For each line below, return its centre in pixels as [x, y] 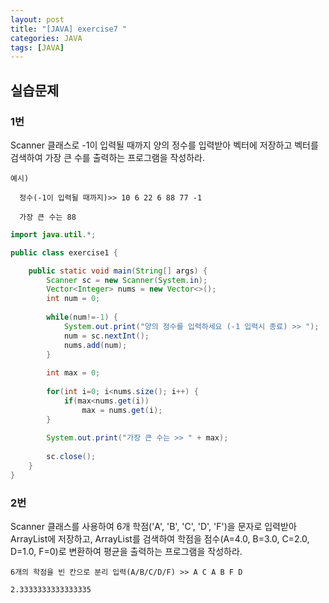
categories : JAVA [46, 38]
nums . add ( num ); [95, 345]
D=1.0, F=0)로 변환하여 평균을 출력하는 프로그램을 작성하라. [126, 552]
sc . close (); [71, 457]
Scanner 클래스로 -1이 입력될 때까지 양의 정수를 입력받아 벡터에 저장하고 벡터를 [164, 145]
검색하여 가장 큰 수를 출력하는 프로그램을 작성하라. [108, 157]
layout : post [37, 19]
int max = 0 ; [73, 373]
